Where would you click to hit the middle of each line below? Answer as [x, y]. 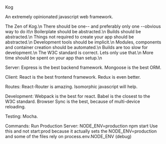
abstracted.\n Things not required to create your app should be [70, 37]
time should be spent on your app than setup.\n [54, 58]
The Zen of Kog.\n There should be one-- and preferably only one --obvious [83, 26]
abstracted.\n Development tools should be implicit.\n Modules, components [83, 42]
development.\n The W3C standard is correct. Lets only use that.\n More [79, 52]
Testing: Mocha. [22, 116]
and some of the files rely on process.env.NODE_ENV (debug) [68, 136]
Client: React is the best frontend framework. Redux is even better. [73, 77]
